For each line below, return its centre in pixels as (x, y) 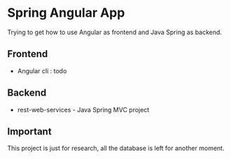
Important (29, 131)
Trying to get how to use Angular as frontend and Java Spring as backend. (115, 32)
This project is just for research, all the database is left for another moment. (116, 149)
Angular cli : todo (42, 70)
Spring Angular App (66, 13)
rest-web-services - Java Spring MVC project (83, 109)
